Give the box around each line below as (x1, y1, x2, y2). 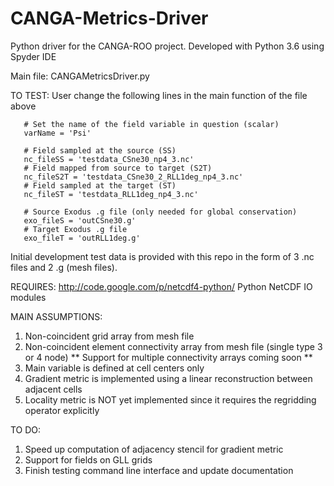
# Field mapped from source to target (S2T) (23, 163, 213, 173)
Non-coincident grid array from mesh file (24, 330, 195, 342)
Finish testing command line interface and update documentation (24, 464, 294, 476)
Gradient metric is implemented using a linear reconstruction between (24, 372, 313, 384)
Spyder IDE (10, 50, 57, 62)
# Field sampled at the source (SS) (23, 145, 177, 156)
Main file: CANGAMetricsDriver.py (10, 70, 150, 82)
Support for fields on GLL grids (24, 453, 153, 466)
